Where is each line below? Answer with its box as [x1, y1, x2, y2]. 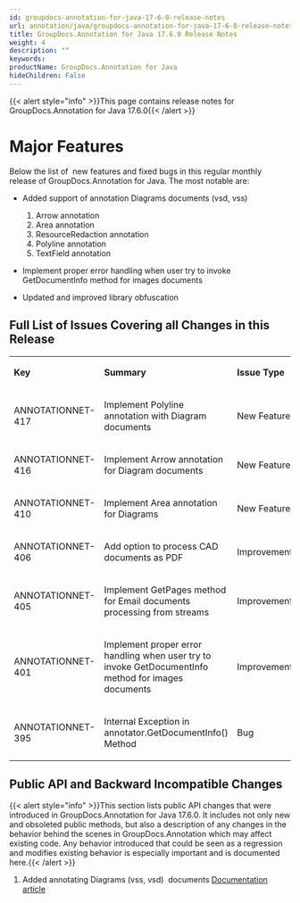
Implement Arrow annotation [104, 452, 224, 465]
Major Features [9, 136, 124, 156]
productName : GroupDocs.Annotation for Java [9, 63, 178, 72]
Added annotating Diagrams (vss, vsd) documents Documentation [21, 874, 268, 885]
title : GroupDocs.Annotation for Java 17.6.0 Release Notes [9, 29, 238, 38]
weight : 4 [9, 37, 46, 47]
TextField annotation [35, 247, 112, 259]
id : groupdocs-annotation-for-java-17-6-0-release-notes [9, 12, 226, 22]
